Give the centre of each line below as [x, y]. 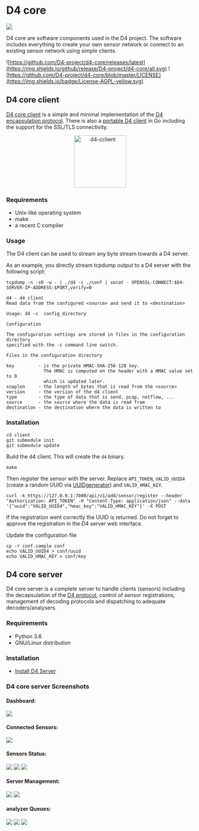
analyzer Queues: [29, 809]
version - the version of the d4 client [62, 392]
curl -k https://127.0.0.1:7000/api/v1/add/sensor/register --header [94, 496]
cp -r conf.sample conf [36, 546]
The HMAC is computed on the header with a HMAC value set [119, 371]
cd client [18, 435]
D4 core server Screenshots [48, 686]
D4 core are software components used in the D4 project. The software [94, 38]
